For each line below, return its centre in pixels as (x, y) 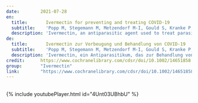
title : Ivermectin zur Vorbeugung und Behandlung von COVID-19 (98, 44)
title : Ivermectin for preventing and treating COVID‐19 (90, 22)
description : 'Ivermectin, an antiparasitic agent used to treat (93, 33)
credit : (16, 60)
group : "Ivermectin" (39, 66)
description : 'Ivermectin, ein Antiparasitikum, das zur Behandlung (97, 55)
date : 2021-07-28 (37, 11)
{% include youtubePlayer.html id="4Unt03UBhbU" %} (72, 94)
